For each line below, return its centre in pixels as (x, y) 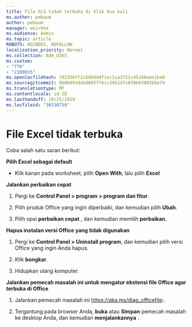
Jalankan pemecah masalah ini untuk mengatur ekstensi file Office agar (96, 282)
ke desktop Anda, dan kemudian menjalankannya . (77, 318)
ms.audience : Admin (30, 34)
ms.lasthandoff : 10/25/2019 (41, 99)
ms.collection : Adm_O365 (37, 55)
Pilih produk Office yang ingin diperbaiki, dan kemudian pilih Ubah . (96, 208)
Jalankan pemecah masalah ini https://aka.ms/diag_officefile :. (90, 300)
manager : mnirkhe (27, 28)
